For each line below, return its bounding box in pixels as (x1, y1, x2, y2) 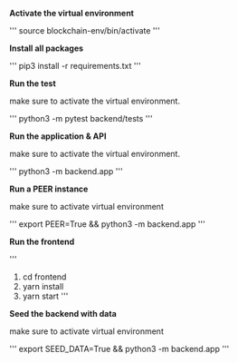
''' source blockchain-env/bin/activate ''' (9, 25, 160, 35)
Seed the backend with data (9, 309, 118, 319)
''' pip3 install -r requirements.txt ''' (9, 61, 142, 71)
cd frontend (22, 271, 67, 282)
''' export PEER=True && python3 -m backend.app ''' (9, 219, 205, 230)
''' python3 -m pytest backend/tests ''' (9, 113, 153, 123)
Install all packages (9, 43, 84, 54)
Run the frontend (9, 236, 75, 247)
